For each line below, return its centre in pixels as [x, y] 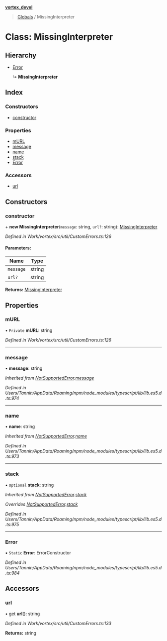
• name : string [20, 427]
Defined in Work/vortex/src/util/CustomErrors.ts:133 [58, 623]
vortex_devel [19, 7]
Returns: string [21, 633]
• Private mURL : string [29, 330]
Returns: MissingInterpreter [34, 290]
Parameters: [18, 248]
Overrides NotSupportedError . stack [42, 504]
